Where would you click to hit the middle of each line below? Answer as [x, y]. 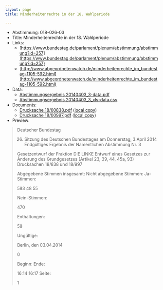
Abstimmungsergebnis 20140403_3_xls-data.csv [68, 99]
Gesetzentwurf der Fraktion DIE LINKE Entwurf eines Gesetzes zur [84, 154]
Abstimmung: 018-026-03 [38, 32]
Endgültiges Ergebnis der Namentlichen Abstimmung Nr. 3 [82, 144]
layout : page [18, 10]
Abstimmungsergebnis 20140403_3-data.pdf [64, 94]
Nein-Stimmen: [32, 197]
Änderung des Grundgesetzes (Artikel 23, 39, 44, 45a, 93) [75, 159]
